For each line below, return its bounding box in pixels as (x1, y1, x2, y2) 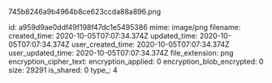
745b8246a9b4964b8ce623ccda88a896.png (8, 7, 162, 16)
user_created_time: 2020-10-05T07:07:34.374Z (71, 39, 230, 49)
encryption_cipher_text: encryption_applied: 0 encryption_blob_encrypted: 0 (8, 56, 264, 66)
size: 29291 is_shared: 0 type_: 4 (8, 65, 118, 75)
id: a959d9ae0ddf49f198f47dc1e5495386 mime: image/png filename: (8, 23, 241, 31)
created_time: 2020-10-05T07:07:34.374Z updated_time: (8, 31, 198, 40)
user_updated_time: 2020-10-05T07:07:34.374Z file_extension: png (8, 48, 234, 57)
